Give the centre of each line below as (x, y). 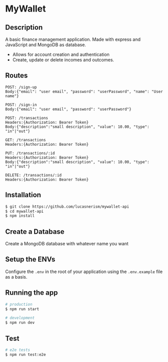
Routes (17, 76)
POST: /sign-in (21, 105)
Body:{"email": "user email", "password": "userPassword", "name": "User (84, 92)
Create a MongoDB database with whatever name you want (67, 244)
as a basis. (16, 277)
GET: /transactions (26, 140)
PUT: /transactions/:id (30, 153)
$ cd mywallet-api (24, 211)
